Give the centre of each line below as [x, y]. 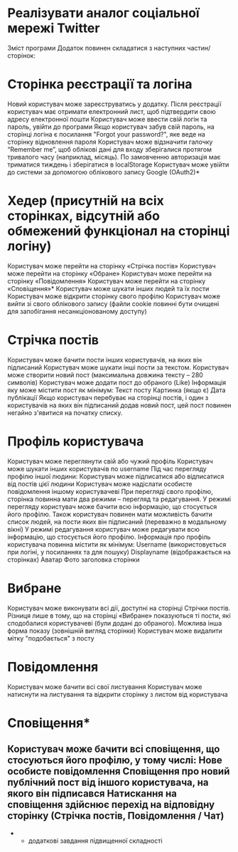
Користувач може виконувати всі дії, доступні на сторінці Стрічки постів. [119, 608]
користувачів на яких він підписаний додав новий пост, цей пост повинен [119, 405]
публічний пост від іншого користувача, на [108, 783]
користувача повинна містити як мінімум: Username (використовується [117, 544]
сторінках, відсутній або [83, 216]
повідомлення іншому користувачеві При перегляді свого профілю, [110, 491]
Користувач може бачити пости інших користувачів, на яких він [105, 359]
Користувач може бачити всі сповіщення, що [114, 749]
